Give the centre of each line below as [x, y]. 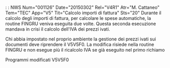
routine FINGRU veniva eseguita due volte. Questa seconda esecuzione [81, 24]
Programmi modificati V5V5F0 [37, 60]
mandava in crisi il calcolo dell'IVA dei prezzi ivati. [58, 29]
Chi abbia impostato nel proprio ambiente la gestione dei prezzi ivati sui [81, 39]
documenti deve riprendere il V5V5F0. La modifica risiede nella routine [80, 44]
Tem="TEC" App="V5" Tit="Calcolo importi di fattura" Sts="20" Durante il [83, 13]
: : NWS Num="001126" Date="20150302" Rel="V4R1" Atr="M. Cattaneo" [82, 7]
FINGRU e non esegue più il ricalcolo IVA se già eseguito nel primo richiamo [85, 50]
